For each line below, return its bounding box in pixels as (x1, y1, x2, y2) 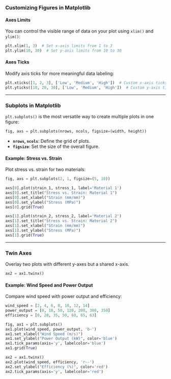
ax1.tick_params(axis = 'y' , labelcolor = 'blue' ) (5, 341, 106, 346)
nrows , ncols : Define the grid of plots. (12, 138, 91, 144)
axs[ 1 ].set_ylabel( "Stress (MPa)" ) (5, 228, 81, 233)
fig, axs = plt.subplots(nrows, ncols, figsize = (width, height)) (5, 129, 147, 134)
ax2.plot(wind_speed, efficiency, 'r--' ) (5, 359, 95, 365)
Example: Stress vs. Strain (5, 155, 62, 161)
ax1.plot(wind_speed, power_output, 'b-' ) (5, 326, 97, 332)
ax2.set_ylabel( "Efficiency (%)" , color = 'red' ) (5, 364, 108, 369)
